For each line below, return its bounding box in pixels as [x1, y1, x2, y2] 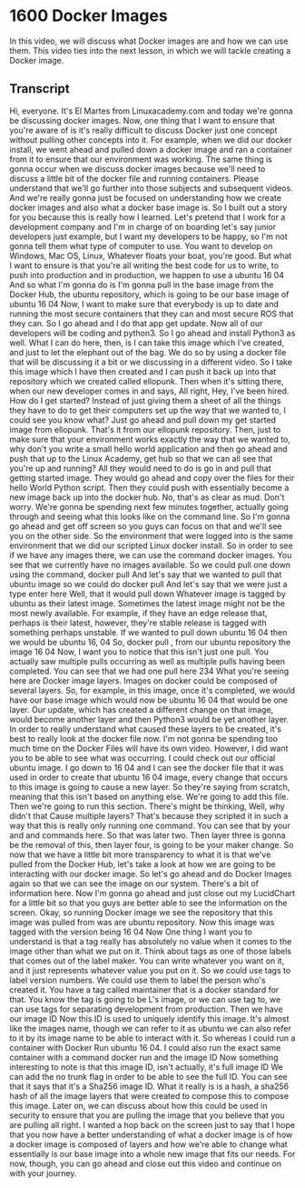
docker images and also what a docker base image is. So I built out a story [9, 202, 288, 213]
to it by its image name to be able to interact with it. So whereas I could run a [9, 1033, 296, 1043]
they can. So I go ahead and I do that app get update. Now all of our [9, 317, 263, 328]
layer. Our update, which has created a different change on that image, [9, 704, 274, 714]
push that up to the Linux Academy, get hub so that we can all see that [9, 453, 273, 464]
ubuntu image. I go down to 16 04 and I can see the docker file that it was [9, 762, 284, 773]
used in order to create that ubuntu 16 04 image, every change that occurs [9, 772, 289, 783]
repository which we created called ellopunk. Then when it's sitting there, [9, 375, 284, 386]
